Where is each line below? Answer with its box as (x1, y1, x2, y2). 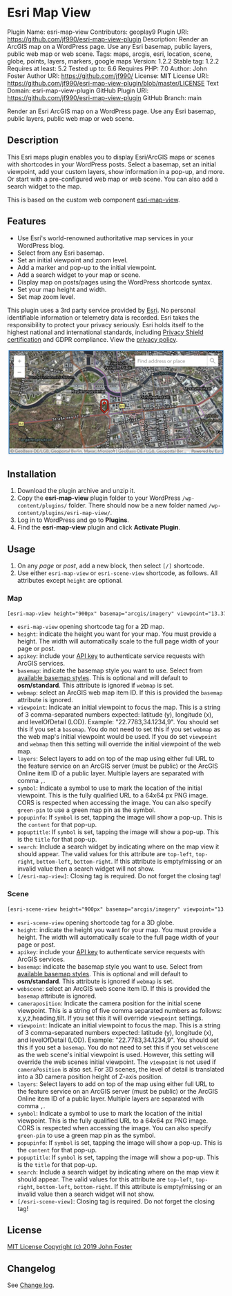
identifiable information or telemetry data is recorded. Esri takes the (7, 313, 200, 322)
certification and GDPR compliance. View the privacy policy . (7, 335, 178, 343)
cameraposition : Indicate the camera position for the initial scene (17, 999, 202, 1007)
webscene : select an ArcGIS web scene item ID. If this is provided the (17, 984, 211, 992)
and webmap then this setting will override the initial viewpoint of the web (17, 740, 221, 748)
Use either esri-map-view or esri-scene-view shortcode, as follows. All (17, 569, 218, 577)
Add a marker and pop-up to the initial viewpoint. (17, 263, 157, 271)
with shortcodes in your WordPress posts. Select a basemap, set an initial (7, 160, 216, 168)
